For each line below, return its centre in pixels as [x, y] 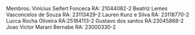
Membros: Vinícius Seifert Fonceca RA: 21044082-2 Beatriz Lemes [87, 8]
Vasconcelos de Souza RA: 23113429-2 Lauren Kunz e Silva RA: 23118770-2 [97, 15]
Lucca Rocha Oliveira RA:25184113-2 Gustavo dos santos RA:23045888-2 [95, 21]
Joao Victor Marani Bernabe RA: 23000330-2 [61, 27]
